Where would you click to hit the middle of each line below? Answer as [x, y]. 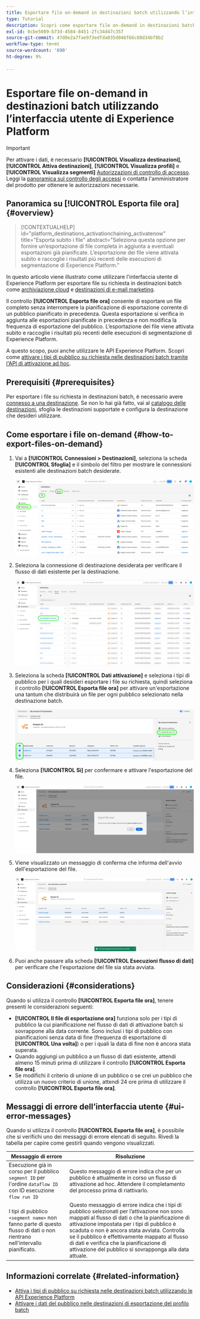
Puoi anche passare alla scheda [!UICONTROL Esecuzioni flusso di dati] [104, 961]
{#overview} [30, 213]
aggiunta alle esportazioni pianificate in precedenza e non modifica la [91, 320]
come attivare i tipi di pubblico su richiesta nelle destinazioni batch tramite [97, 357]
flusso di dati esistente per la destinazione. [67, 571]
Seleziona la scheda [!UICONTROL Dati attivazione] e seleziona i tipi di [102, 675]
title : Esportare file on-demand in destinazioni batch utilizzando [93, 13]
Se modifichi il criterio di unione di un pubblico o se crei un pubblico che [103, 1075]
